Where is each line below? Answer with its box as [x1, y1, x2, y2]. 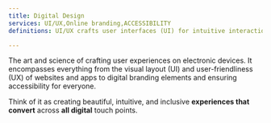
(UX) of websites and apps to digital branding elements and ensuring [8, 73, 238, 83]
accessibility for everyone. [8, 81, 97, 91]
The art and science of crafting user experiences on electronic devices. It [8, 55, 252, 65]
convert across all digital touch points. [8, 105, 139, 115]
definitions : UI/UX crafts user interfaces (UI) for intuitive [8, 27, 226, 35]
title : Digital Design [8, 11, 85, 20]
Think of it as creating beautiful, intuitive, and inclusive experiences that [8, 97, 250, 107]
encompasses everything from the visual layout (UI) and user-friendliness [8, 64, 253, 74]
